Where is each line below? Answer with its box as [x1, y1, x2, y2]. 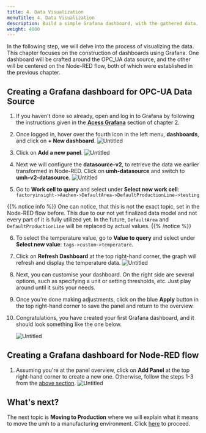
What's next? [7, 397, 59, 407]
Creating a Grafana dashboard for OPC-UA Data [7, 86, 193, 97]
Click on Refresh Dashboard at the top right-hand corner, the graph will [15, 253, 197, 260]
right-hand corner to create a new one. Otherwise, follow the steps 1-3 [15, 372, 194, 380]
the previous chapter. [7, 68, 61, 76]
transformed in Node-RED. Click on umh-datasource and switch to [15, 168, 185, 175]
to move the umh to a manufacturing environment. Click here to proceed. [7, 420, 191, 427]
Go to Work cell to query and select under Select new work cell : [15, 186, 180, 193]
